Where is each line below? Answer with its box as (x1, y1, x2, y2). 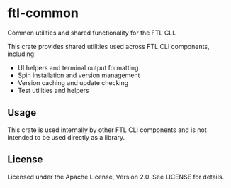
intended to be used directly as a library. (7, 133, 125, 141)
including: (7, 50, 37, 58)
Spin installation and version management (17, 71, 140, 79)
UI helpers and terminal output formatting (17, 63, 139, 72)
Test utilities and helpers (17, 86, 90, 94)
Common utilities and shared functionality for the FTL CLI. (7, 28, 176, 37)
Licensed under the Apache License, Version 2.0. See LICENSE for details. (7, 172, 225, 181)
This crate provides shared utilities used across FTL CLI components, (7, 42, 210, 50)
